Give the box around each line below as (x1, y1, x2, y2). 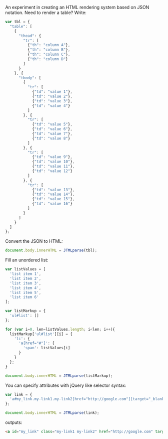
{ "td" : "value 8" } (31, 135, 70, 141)
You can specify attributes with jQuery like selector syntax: (5, 382, 126, 388)
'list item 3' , (9, 280, 41, 285)
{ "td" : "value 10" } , (31, 159, 75, 165)
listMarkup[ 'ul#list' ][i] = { (9, 331, 72, 337)
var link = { (5, 392, 32, 397)
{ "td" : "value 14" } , (31, 192, 75, 197)
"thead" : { (18, 33, 41, 38)
